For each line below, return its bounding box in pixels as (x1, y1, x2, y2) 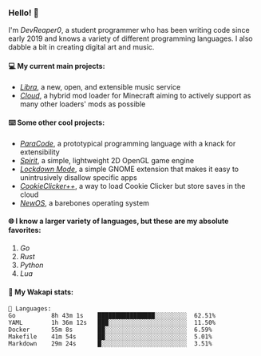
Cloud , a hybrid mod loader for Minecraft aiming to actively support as (19, 90, 251, 100)
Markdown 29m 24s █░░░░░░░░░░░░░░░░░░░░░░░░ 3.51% (8, 340, 213, 348)
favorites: (8, 226, 42, 235)
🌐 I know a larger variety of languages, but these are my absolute (8, 216, 229, 226)
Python (19, 260, 44, 270)
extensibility (19, 147, 60, 157)
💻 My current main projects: (8, 61, 105, 70)
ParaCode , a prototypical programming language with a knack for (19, 138, 236, 148)
